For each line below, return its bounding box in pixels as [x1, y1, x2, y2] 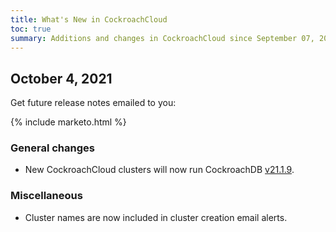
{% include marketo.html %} [10, 116, 127, 128]
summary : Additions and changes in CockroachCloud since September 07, [10, 33, 315, 43]
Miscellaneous [10, 189, 83, 203]
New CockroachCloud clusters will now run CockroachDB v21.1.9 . [24, 164, 295, 176]
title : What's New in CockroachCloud [10, 14, 168, 25]
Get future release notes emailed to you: [10, 97, 177, 109]
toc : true [10, 24, 52, 34]
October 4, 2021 [10, 70, 113, 87]
